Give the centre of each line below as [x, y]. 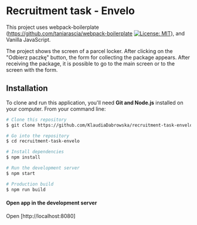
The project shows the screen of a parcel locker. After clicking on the [89, 51]
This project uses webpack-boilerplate [53, 27]
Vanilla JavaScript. [28, 39]
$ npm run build [26, 190]
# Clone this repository [36, 120]
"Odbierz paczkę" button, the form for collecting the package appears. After [98, 57]
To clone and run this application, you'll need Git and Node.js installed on [95, 102]
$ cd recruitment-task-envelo [43, 141]
